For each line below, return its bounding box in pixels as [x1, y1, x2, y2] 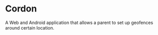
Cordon [5, 3, 37, 14]
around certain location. [5, 24, 54, 30]
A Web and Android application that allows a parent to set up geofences [5, 19, 153, 25]
